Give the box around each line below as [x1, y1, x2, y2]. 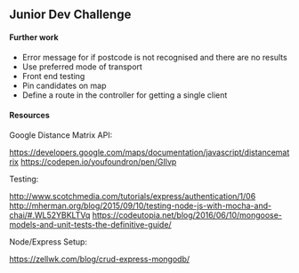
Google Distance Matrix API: [9, 129, 113, 141]
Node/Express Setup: [9, 236, 87, 247]
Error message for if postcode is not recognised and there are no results [21, 52, 287, 62]
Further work [9, 31, 60, 43]
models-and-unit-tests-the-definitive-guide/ [9, 219, 172, 229]
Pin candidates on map [21, 80, 107, 91]
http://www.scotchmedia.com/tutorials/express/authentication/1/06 [9, 190, 256, 201]
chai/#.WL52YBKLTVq [9, 209, 91, 221]
